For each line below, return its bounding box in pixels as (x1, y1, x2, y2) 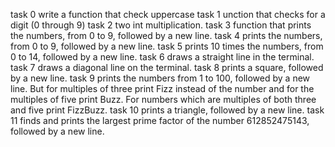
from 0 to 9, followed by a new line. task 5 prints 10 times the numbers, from (10, 40, 324, 52)
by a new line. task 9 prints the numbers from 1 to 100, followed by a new (10, 72, 311, 84)
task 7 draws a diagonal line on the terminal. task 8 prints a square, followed (10, 62, 324, 73)
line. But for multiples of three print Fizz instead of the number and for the (10, 83, 315, 94)
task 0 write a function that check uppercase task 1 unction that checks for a (10, 9, 326, 20)
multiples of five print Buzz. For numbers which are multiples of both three (10, 94, 317, 105)
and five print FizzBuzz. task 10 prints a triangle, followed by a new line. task (10, 104, 325, 116)
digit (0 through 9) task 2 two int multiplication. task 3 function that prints (10, 19, 312, 31)
